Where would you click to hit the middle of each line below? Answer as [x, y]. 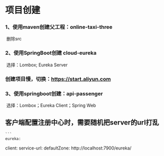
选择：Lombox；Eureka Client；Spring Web [51, 105]
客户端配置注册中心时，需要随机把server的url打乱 [82, 123]
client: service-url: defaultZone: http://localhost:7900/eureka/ [68, 148]
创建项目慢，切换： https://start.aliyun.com [58, 79]
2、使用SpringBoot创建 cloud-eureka [51, 53]
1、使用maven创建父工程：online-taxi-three [59, 27]
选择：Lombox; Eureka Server [37, 65]
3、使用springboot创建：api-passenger [54, 94]
